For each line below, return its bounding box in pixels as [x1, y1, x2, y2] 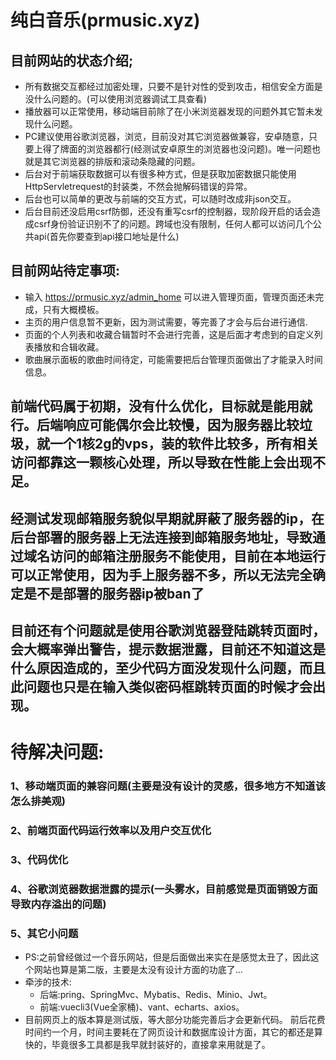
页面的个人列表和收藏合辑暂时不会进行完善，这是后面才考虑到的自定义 [24, 328, 315, 340]
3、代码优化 [10, 852, 69, 866]
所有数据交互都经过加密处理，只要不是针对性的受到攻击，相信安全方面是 [24, 81, 323, 92]
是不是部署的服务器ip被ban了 [23, 585, 205, 602]
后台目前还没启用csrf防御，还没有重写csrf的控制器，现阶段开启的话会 [24, 206, 312, 217]
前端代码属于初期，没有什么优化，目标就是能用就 [10, 398, 313, 415]
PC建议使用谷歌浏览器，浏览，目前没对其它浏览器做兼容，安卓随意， [24, 131, 309, 142]
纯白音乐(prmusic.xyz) [10, 9, 201, 32]
